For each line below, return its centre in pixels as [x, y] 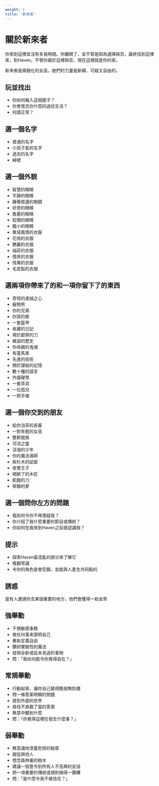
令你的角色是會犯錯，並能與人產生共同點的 [55, 569]
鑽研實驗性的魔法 [29, 647]
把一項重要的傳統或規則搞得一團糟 [46, 772]
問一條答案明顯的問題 [33, 694]
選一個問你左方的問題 [37, 503]
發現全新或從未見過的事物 [38, 652]
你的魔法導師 [25, 456]
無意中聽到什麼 [27, 712]
